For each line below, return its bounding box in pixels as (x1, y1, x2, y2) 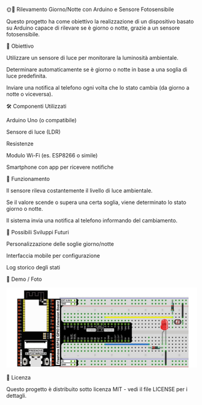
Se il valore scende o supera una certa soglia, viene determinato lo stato (6, 199, 186, 206)
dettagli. (6, 392, 27, 399)
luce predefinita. (6, 73, 47, 79)
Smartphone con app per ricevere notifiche (6, 163, 114, 171)
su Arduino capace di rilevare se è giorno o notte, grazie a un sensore (6, 24, 180, 31)
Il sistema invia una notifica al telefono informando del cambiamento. (6, 217, 178, 224)
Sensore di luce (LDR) (6, 128, 61, 136)
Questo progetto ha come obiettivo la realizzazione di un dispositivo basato (6, 18, 194, 25)
